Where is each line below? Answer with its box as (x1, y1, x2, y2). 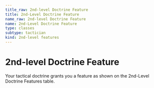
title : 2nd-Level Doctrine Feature (5, 12, 79, 17)
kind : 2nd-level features (5, 35, 59, 40)
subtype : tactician (5, 30, 46, 35)
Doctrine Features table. (5, 78, 55, 84)
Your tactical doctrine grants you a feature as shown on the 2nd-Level (5, 73, 149, 79)
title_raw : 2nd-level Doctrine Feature (5, 7, 88, 12)
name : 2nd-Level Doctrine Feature (5, 21, 77, 26)
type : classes (5, 26, 35, 31)
